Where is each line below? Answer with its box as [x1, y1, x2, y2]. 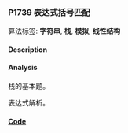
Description [8, 45, 48, 54]
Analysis [8, 63, 38, 72]
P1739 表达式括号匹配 [8, 6, 90, 17]
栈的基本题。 [8, 81, 49, 91]
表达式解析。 [8, 98, 49, 108]
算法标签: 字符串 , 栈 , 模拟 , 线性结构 [8, 26, 120, 36]
